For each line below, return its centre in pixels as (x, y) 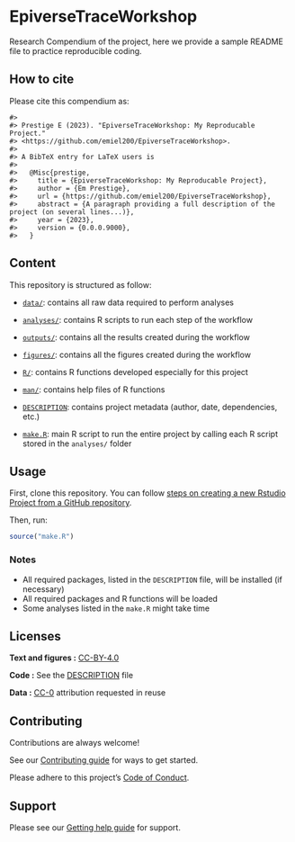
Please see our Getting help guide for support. (95, 827)
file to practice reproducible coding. (76, 50)
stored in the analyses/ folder (77, 443)
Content (33, 263)
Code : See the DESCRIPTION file (71, 676)
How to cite (42, 80)
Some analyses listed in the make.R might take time (116, 608)
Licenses (35, 636)
